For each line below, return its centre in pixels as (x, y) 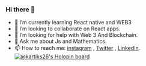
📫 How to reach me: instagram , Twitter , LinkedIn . (77, 48)
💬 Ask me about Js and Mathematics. (60, 42)
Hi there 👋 (20, 10)
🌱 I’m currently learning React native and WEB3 (73, 23)
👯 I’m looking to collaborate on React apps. (67, 29)
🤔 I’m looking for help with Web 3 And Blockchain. (76, 35)
